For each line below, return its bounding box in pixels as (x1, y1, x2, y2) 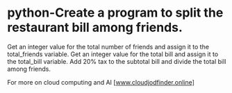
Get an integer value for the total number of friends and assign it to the (7, 42, 210, 51)
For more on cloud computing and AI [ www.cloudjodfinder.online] (7, 78, 194, 86)
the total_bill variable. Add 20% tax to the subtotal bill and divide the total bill (7, 57, 226, 65)
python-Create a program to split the (7, 5, 224, 21)
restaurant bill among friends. (7, 19, 183, 35)
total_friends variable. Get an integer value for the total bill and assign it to (7, 50, 219, 58)
